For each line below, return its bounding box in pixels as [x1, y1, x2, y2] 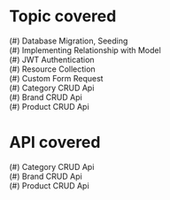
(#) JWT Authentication [9, 54, 95, 65]
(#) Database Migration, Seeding [9, 35, 128, 46]
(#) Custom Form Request [9, 73, 104, 83]
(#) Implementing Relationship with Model [9, 44, 161, 55]
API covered [9, 133, 101, 152]
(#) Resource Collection [9, 64, 96, 74]
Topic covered [9, 6, 117, 27]
